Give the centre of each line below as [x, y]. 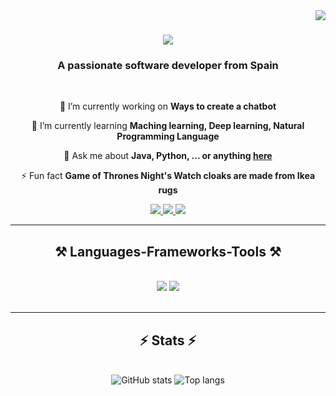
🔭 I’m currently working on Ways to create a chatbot [168, 106]
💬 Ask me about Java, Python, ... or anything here [168, 156]
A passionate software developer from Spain [168, 66]
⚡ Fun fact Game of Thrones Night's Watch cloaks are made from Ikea [168, 176]
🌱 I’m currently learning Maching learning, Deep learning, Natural [168, 126]
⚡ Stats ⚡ [168, 340]
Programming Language [168, 136]
